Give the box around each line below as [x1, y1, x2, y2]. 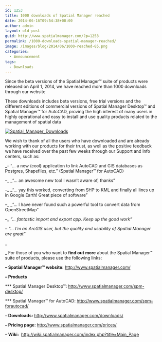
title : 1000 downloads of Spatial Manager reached [5, 13, 110, 18]
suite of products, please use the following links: [5, 255, 102, 261]
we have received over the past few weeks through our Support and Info [5, 148, 150, 154]
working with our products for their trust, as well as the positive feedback [5, 143, 152, 149]
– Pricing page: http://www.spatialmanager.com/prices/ [5, 322, 117, 328]
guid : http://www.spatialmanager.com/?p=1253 [5, 34, 99, 39]
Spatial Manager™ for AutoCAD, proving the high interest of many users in [5, 109, 153, 115]
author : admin [5, 23, 34, 28]
